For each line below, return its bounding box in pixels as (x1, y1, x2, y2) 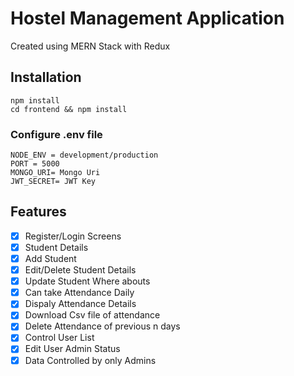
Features (10, 203, 67, 221)
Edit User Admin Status (24, 343, 121, 355)
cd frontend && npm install (10, 104, 128, 114)
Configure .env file (10, 127, 103, 141)
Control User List (24, 332, 95, 344)
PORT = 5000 (10, 159, 60, 169)
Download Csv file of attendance (24, 309, 161, 321)
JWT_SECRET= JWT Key (10, 177, 97, 187)
